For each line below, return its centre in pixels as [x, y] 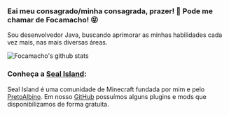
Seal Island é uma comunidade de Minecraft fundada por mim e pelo [106, 89]
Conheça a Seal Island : [47, 74]
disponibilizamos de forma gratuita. [58, 104]
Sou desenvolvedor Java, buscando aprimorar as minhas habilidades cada [115, 35]
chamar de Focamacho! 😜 [53, 20]
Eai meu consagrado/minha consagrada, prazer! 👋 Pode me [110, 11]
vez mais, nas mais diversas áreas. [57, 43]
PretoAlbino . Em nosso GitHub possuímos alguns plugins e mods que [107, 96]
